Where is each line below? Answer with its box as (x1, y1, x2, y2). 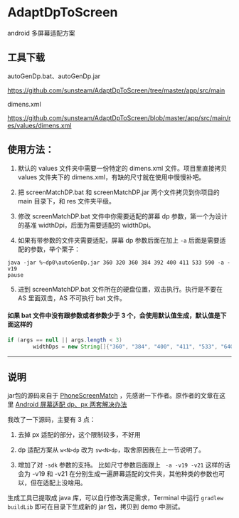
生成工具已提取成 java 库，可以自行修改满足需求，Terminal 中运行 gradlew (7, 494, 224, 502)
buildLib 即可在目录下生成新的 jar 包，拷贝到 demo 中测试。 (7, 502, 184, 511)
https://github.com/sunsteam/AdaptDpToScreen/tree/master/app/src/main (7, 86, 225, 95)
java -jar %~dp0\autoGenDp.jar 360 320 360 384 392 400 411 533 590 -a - (7, 259, 231, 266)
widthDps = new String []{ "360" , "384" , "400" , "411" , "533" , (33, 343, 218, 350)
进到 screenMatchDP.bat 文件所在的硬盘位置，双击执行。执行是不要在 (17, 285, 223, 293)
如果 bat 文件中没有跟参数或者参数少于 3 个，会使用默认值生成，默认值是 (7, 311, 221, 320)
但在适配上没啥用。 (30, 478, 87, 487)
